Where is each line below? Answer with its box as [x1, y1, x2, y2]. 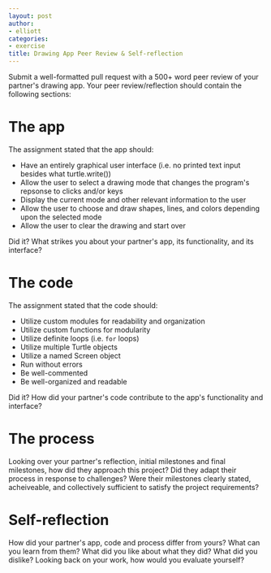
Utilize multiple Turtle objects [19, 342, 118, 352]
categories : [8, 34, 49, 43]
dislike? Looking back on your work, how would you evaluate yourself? [8, 554, 245, 565]
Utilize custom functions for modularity [19, 324, 151, 334]
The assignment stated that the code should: [8, 300, 158, 310]
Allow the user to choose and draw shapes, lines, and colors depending [19, 203, 260, 213]
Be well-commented [19, 367, 88, 378]
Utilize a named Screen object [19, 350, 122, 360]
